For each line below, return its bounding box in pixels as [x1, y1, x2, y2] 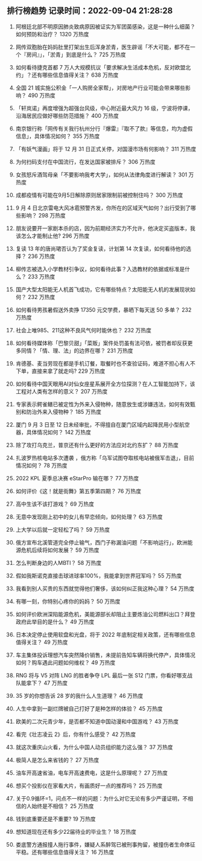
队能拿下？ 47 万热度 [15, 679, 68, 686]
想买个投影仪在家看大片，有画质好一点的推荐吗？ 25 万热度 [15, 782, 163, 789]
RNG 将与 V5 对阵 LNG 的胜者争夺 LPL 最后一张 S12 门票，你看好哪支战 [15, 671, 193, 679]
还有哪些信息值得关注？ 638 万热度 [31, 71, 119, 79]
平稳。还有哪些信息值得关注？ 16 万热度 [15, 848, 115, 856]
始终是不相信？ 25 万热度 [31, 802, 94, 810]
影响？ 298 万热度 [21, 211, 66, 219]
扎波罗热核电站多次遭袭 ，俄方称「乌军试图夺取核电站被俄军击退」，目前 [15, 454, 195, 461]
